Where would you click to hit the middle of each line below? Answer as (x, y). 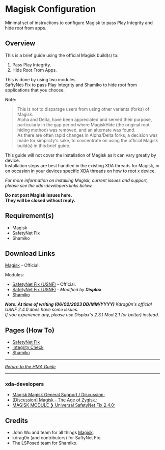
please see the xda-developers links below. (49, 185)
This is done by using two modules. (41, 79)
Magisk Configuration (51, 9)
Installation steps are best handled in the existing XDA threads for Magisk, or (82, 165)
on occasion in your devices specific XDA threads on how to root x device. (81, 171)
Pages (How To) (30, 330)
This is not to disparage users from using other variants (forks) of (83, 109)
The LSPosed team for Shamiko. (45, 443)
